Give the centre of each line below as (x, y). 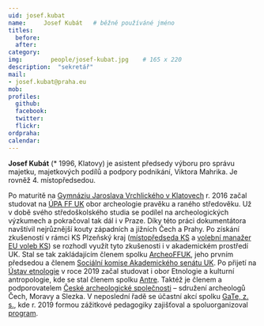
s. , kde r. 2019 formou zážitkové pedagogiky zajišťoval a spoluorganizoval (128, 305)
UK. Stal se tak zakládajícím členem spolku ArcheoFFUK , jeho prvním (121, 254)
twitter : (30, 119)
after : (26, 45)
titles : (21, 30)
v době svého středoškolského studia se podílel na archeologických (119, 212)
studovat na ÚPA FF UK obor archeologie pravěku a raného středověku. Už (130, 203)
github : (28, 104)
